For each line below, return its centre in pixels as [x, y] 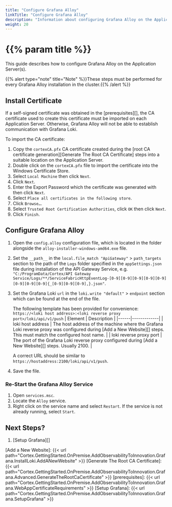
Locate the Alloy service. [39, 401]
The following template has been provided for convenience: [76, 308]
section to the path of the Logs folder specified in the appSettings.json [87, 263]
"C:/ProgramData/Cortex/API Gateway [52, 274]
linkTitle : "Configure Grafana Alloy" [47, 15]
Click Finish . [26, 214]
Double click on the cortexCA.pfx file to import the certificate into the [85, 165]
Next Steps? [25, 428]
